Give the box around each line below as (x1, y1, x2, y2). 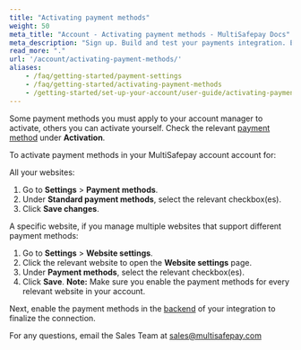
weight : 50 (9, 22, 50, 31)
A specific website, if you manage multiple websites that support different (9, 221, 282, 232)
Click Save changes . (21, 203, 100, 214)
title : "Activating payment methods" (9, 13, 150, 22)
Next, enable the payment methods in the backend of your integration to (9, 302, 276, 314)
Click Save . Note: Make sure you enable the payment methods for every (21, 276, 289, 287)
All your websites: (9, 167, 75, 178)
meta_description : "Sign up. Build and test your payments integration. (9, 38, 287, 48)
